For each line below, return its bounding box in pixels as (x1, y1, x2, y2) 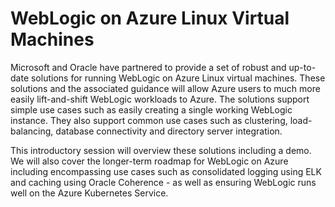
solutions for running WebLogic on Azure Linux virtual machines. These (30, 72, 326, 84)
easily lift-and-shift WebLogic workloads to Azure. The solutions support (10, 93, 310, 105)
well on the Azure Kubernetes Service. (10, 187, 169, 199)
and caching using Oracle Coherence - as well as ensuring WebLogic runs (10, 176, 317, 188)
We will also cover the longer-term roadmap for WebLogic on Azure (10, 155, 289, 167)
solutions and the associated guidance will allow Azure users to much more (10, 82, 321, 94)
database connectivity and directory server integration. (55, 125, 283, 137)
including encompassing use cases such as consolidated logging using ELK (10, 165, 322, 177)
